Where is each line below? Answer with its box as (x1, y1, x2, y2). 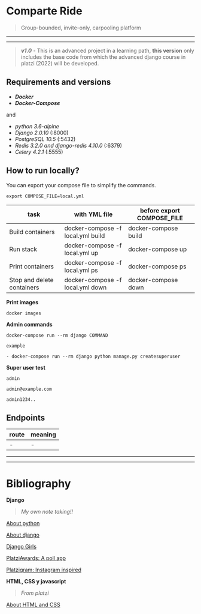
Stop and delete (9, 275, 54, 284)
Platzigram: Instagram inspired (6, 566, 82, 574)
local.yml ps (64, 266, 98, 274)
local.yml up (64, 248, 99, 257)
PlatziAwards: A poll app (6, 555, 66, 562)
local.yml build (64, 231, 105, 239)
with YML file (74, 210, 113, 218)
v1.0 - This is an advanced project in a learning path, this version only (20, 47, 194, 54)
